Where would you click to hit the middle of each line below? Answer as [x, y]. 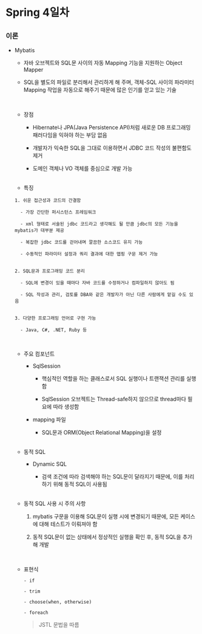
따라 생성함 [66, 407]
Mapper [33, 70]
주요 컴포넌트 [39, 354]
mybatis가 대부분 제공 [39, 230]
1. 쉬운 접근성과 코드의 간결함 [48, 201]
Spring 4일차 [38, 12]
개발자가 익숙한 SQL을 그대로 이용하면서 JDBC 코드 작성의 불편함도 [112, 148]
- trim [32, 591]
